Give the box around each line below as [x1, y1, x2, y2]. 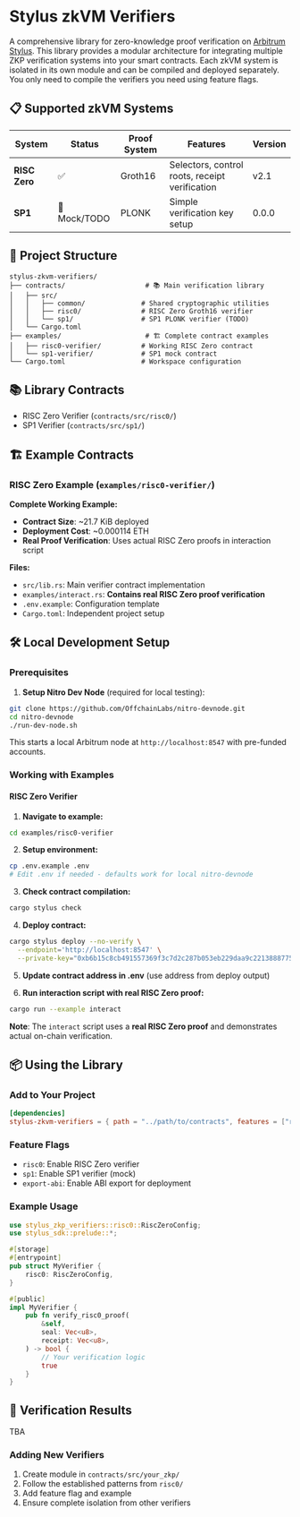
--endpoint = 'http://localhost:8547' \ [17, 945, 162, 955]
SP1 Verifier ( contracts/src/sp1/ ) [21, 420, 146, 431]
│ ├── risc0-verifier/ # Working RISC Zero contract [9, 341, 254, 350]
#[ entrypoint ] [9, 1254, 62, 1263]
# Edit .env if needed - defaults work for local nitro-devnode [9, 870, 254, 879]
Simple [169, 195, 198, 208]
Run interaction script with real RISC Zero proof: [21, 987, 204, 998]
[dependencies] [9, 1109, 66, 1118]
